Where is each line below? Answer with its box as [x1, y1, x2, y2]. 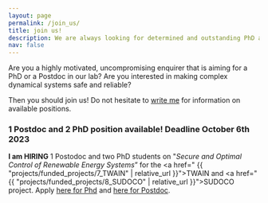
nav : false [8, 41, 45, 49]
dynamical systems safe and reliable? [8, 80, 132, 90]
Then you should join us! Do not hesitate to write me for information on [8, 96, 241, 105]
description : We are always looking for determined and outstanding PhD [8, 33, 255, 42]
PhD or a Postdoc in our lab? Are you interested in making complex [8, 72, 228, 81]
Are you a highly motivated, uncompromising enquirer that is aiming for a [8, 63, 248, 72]
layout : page [8, 11, 52, 20]
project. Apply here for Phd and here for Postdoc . [8, 185, 171, 195]
